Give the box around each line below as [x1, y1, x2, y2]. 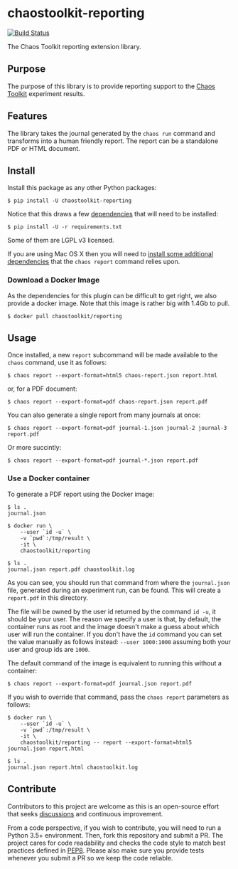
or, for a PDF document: [7, 384, 77, 393]
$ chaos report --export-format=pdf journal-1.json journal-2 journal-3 [7, 425, 227, 432]
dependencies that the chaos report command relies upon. [7, 258, 180, 266]
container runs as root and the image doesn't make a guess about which [7, 622, 220, 631]
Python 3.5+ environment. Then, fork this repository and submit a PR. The [7, 831, 224, 839]
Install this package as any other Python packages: [7, 184, 157, 192]
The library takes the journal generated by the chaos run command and [7, 129, 215, 137]
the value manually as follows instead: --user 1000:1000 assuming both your [7, 637, 231, 646]
